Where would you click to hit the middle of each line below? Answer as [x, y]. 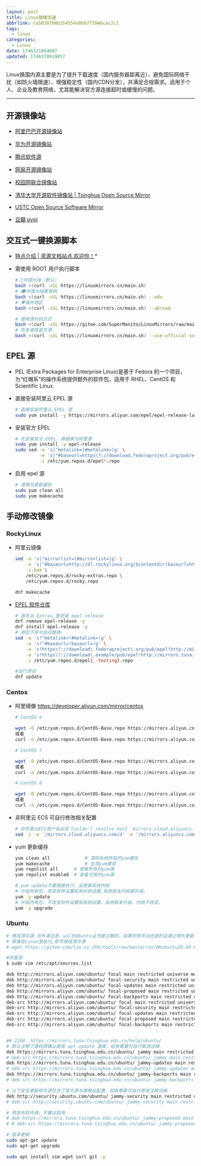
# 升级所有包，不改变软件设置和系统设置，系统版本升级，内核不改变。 [89, 902]
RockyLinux [24, 534]
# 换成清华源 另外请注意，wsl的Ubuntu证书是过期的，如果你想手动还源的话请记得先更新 [100, 936]
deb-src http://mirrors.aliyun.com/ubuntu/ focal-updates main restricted [101, 1013]
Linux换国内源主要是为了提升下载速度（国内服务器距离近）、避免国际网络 [95, 74]
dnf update [28, 677]
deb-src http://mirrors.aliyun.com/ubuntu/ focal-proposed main [88, 1019]
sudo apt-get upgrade [33, 1146]
